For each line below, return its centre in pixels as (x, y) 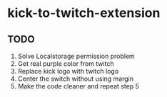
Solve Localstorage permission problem (76, 56)
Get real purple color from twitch (66, 64)
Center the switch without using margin (76, 79)
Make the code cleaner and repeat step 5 (78, 86)
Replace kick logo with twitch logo (68, 71)
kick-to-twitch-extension (84, 13)
